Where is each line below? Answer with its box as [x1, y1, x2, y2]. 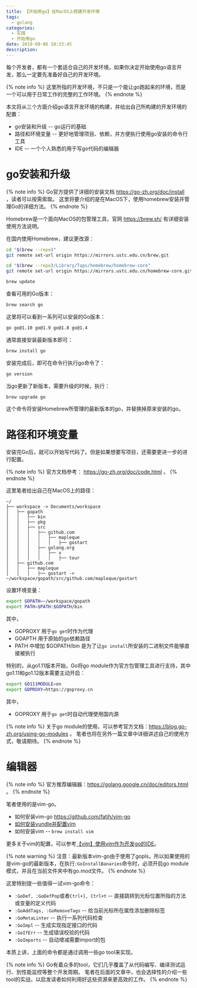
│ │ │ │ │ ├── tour [6, 555, 80, 561]
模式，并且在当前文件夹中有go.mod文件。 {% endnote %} [6, 867, 145, 874]
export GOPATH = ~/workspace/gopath [6, 599, 91, 605]
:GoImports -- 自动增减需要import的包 [14, 936, 106, 943]
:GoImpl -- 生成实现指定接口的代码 [14, 921, 98, 928]
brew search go [6, 302, 43, 308]
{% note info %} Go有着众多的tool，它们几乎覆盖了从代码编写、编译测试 [6, 961, 181, 968]
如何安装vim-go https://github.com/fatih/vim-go [14, 813, 131, 820]
